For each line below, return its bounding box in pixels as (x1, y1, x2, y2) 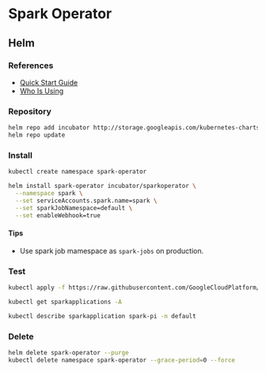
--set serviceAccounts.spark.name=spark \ (15, 197, 158, 205)
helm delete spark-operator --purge (8, 348, 129, 356)
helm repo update (8, 131, 66, 139)
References (8, 60, 54, 71)
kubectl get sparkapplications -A (8, 298, 123, 306)
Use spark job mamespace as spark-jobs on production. (19, 246, 204, 255)
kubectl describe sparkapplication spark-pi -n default (8, 312, 196, 320)
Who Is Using (19, 86, 64, 96)
